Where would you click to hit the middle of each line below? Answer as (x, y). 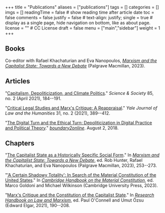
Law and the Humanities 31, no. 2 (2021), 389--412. (58, 113)
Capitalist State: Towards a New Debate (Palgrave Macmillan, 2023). (75, 65)
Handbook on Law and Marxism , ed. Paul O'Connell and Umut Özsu (75, 200)
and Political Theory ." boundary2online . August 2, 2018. (62, 128)
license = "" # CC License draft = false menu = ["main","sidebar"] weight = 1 (83, 28)
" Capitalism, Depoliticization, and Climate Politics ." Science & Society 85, (80, 93)
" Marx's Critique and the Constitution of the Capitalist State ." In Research (80, 195)
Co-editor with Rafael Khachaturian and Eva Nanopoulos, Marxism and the (81, 61)
